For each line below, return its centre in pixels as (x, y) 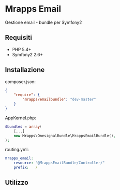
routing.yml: (17, 150)
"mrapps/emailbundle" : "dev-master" (59, 100)
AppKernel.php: (21, 118)
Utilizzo (17, 182)
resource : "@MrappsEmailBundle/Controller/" (59, 163)
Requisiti (19, 38)
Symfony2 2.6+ (27, 54)
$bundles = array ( (23, 127)
